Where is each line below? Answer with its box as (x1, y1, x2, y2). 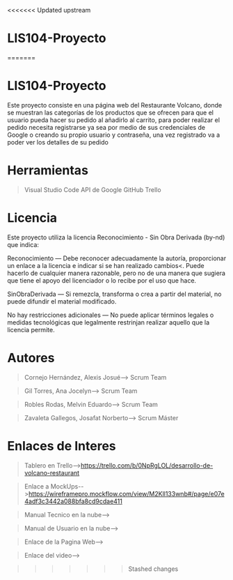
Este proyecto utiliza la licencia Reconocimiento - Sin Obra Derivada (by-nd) (7, 233, 225, 241)
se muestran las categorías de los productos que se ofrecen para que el (7, 108, 214, 117)
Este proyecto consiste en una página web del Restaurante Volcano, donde (7, 101, 223, 109)
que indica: (7, 240, 40, 248)
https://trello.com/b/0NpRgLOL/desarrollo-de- (80, 461, 214, 470)
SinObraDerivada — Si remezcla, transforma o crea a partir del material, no (7, 290, 222, 298)
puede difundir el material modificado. (7, 297, 117, 306)
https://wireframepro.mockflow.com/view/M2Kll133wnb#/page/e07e (29, 489, 225, 498)
